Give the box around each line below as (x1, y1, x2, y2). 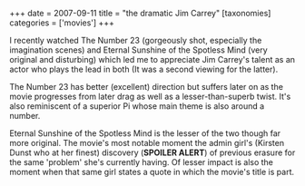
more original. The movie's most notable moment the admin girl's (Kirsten (9, 138, 284, 148)
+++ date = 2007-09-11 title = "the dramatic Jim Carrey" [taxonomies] (9, 8, 271, 18)
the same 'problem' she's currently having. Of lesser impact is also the (9, 157, 274, 167)
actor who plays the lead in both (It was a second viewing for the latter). (9, 64, 279, 74)
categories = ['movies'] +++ (9, 17, 115, 28)
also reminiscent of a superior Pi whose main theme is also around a (9, 101, 265, 112)
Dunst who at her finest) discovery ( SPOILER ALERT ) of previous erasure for (9, 147, 296, 158)
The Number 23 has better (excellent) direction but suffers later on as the (9, 82, 284, 92)
